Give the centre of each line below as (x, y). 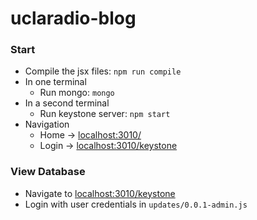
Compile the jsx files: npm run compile (103, 71)
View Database (48, 172)
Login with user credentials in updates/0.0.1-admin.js (136, 204)
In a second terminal (67, 103)
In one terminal (55, 82)
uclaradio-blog (73, 18)
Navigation (47, 124)
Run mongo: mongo (77, 93)
